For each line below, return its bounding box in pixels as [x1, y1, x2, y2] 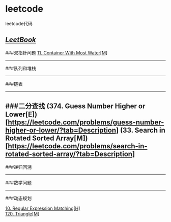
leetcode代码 [5, 20, 33, 26]
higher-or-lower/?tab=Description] [5, 126, 119, 135]
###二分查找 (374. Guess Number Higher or [5, 102, 146, 111]
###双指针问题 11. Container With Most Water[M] [5, 49, 108, 56]
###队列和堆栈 [5, 65, 37, 71]
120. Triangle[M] [5, 210, 40, 216]
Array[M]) [55, 134, 88, 143]
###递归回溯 [5, 164, 32, 170]
